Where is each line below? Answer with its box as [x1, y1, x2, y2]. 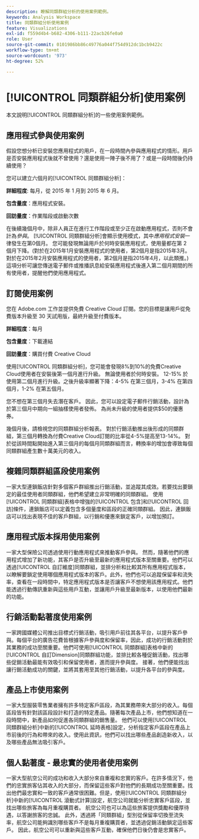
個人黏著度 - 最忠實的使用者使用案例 [6, 757, 138, 767]
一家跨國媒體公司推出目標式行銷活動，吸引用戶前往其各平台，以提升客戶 [6, 629, 182, 636]
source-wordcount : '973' [6, 53, 68, 59]
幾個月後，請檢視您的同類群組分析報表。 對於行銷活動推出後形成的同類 [6, 425, 179, 432]
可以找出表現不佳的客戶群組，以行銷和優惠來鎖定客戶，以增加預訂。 [11, 513, 178, 520]
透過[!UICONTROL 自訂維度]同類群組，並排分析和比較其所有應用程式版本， [6, 563, 189, 570]
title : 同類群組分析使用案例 [6, 20, 69, 25]
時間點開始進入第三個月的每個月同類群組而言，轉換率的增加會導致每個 [21, 440, 193, 447]
